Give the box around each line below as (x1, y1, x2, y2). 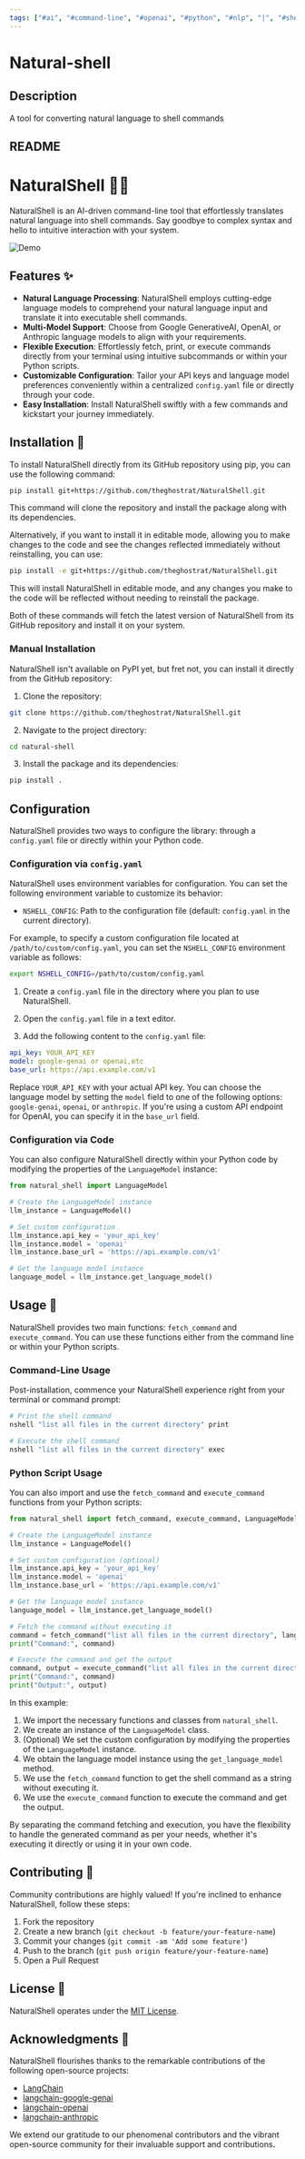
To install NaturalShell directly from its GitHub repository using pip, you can (9, 459, 290, 470)
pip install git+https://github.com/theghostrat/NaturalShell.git (9, 486, 266, 495)
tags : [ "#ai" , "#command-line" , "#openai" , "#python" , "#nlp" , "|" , (9, 13, 274, 23)
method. (22, 1763, 54, 1774)
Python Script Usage (9, 1466, 103, 1479)
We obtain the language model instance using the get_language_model (22, 1753, 284, 1764)
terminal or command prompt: (9, 1394, 121, 1405)
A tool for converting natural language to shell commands (9, 113, 224, 124)
